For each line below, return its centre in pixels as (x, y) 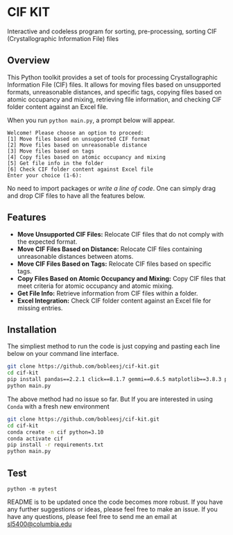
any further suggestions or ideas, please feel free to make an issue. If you (113, 509)
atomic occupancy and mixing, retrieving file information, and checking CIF (114, 99)
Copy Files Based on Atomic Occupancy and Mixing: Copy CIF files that (121, 278)
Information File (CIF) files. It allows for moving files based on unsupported (114, 85)
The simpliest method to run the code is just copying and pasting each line (114, 346)
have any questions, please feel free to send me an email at (92, 516)
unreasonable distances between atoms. (75, 256)
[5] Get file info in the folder (55, 163)
